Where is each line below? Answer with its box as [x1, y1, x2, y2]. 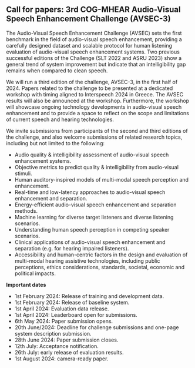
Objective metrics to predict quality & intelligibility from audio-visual [14, 163, 179, 170]
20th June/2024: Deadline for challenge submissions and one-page [14, 323, 179, 331]
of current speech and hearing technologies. [6, 116, 115, 123]
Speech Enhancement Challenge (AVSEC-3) [6, 14, 172, 24]
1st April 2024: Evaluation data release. [14, 305, 109, 312]
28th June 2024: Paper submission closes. [14, 336, 119, 343]
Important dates [6, 281, 46, 288]
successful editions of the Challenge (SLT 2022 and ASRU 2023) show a [6, 54, 182, 61]
